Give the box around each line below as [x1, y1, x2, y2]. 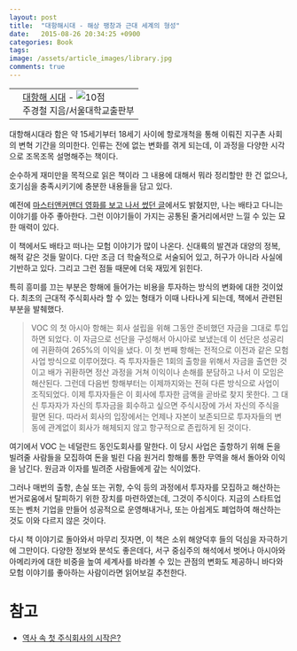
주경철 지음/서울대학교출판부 [22, 104, 135, 116]
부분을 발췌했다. [9, 303, 65, 314]
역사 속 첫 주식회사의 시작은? [21, 632, 121, 643]
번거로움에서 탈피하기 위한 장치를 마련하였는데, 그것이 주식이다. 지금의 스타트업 [9, 492, 282, 503]
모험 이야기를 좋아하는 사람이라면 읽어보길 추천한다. [9, 567, 187, 577]
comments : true [9, 63, 66, 72]
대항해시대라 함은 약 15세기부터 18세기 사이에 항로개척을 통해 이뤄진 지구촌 [9, 128, 267, 139]
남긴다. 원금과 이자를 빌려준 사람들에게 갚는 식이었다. [18, 462, 201, 474]
